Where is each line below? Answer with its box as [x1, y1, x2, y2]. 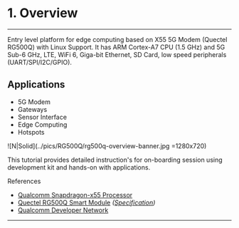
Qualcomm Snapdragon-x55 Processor [17, 190, 133, 199]
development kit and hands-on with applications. [7, 162, 151, 172]
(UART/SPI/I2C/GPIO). [7, 58, 73, 66]
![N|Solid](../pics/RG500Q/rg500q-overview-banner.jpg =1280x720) [7, 141, 207, 150]
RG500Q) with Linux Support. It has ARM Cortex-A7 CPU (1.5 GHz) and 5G [7, 43, 225, 51]
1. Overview [7, 5, 78, 21]
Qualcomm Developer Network [17, 205, 109, 214]
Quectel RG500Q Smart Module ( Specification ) [17, 198, 156, 207]
